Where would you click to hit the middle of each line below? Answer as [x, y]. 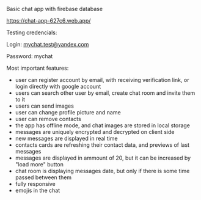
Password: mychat [30, 56]
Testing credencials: [32, 32]
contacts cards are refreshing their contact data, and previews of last [102, 145]
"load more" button [39, 164]
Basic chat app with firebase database [54, 9]
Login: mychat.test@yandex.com [48, 44]
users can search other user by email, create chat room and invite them [105, 93]
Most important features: [38, 68]
